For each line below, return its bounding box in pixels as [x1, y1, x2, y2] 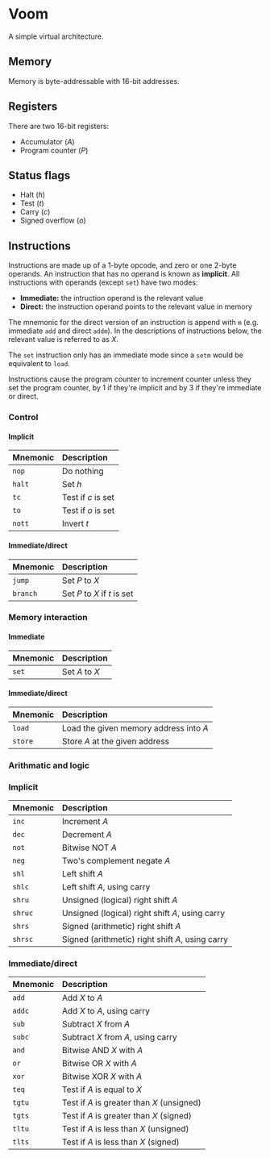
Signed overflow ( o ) [19, 215, 86, 226]
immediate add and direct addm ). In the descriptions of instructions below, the [8, 326, 262, 335]
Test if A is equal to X [61, 1084, 143, 1095]
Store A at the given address [61, 735, 170, 747]
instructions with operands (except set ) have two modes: [8, 277, 198, 287]
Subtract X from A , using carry [61, 1031, 177, 1043]
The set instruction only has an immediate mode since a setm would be [8, 350, 243, 360]
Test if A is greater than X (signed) [61, 1110, 192, 1122]
